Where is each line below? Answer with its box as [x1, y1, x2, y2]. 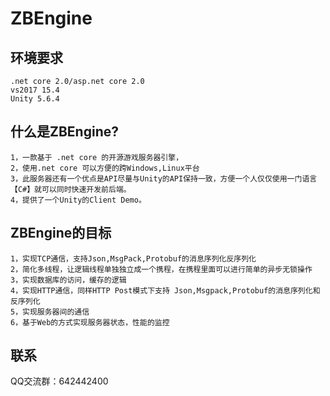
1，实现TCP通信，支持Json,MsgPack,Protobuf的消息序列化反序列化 [10, 253, 257, 264]
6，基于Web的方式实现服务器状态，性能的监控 [10, 317, 170, 327]
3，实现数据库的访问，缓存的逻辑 [10, 275, 127, 285]
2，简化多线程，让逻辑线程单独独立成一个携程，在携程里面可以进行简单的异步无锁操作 [10, 264, 313, 274]
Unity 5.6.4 [10, 94, 60, 104]
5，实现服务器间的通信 [10, 307, 90, 317]
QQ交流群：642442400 [10, 375, 109, 387]
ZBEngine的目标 [10, 225, 112, 242]
